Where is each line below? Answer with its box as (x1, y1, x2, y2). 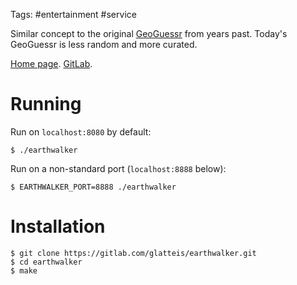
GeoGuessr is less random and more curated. (10, 39, 198, 50)
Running (10, 93, 82, 116)
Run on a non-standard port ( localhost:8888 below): (10, 162, 227, 174)
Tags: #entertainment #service (10, 9, 137, 20)
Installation (10, 215, 106, 238)
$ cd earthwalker (10, 257, 83, 267)
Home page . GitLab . (10, 58, 93, 69)
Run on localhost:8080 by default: (10, 125, 152, 138)
